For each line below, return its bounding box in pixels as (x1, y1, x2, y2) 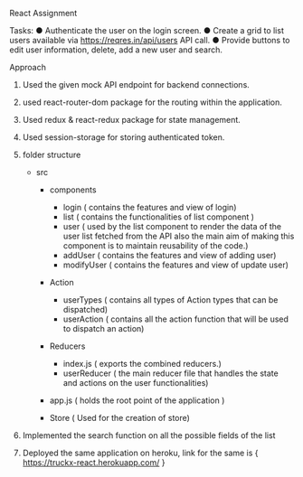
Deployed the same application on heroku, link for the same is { (22, 447, 260, 458)
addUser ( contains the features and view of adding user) (62, 250, 277, 260)
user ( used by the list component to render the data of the (62, 221, 282, 231)
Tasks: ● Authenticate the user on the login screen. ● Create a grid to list (9, 25, 285, 35)
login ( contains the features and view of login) (62, 202, 237, 212)
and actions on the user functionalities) (62, 378, 209, 388)
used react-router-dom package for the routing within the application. (22, 97, 283, 108)
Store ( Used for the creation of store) (49, 413, 190, 423)
